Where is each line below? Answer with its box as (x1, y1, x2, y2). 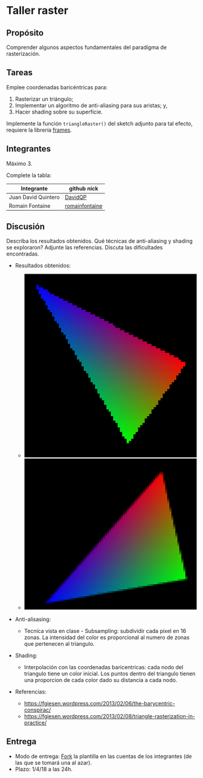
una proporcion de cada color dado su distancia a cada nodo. (24, 677, 178, 684)
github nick (69, 185, 98, 192)
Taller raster (6, 4, 68, 18)
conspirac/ (24, 706, 51, 713)
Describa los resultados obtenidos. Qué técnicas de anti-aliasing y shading (6, 237, 193, 245)
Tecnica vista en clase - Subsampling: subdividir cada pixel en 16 (24, 628, 186, 635)
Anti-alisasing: (14, 616, 51, 623)
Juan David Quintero (8, 194, 60, 201)
